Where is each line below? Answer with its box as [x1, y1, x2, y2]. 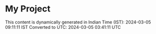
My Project [5, 3, 51, 14]
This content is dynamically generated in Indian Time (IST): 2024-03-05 [5, 19, 151, 25]
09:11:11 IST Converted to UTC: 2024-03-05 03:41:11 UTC [5, 24, 121, 30]
